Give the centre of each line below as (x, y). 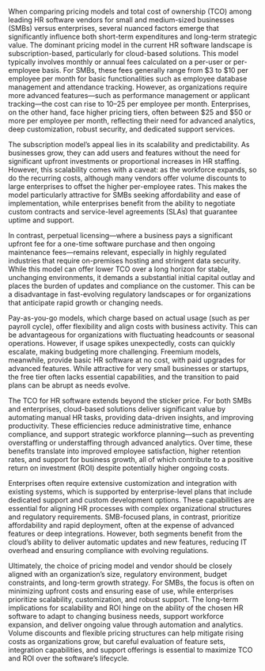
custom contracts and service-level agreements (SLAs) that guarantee (123, 212)
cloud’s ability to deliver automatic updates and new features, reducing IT (128, 542)
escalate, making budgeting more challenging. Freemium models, (115, 352)
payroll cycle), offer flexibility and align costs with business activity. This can (133, 326)
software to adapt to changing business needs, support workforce (116, 616)
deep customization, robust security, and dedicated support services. (122, 129)
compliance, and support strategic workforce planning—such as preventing (131, 434)
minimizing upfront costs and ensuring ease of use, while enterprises (121, 591)
